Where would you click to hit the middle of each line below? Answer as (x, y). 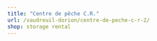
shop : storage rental (39, 26)
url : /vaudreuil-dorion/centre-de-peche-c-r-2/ (79, 20)
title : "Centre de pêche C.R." (53, 14)
